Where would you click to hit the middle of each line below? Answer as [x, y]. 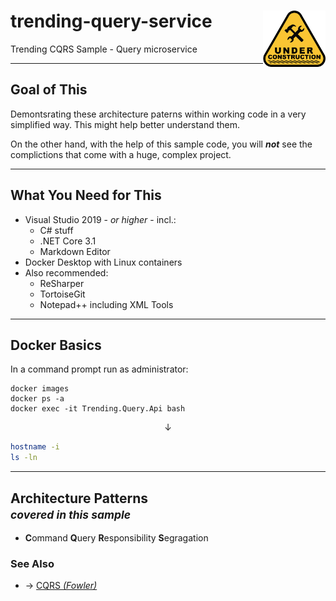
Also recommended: [66, 272]
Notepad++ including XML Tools [106, 304]
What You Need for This [86, 195]
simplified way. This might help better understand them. [125, 124]
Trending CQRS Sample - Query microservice [104, 49]
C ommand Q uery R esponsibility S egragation [116, 537]
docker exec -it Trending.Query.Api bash [98, 409]
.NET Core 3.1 [68, 241]
